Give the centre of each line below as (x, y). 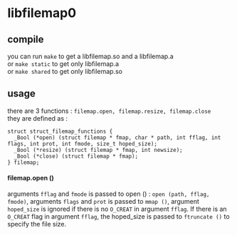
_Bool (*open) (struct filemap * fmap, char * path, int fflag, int (117, 137)
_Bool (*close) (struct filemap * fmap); (76, 156)
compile (26, 39)
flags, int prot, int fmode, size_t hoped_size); (83, 143)
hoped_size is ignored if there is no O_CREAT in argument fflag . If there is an (117, 209)
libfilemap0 (42, 13)
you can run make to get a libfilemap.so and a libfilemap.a (91, 56)
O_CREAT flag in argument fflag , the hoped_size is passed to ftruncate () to (118, 217)
